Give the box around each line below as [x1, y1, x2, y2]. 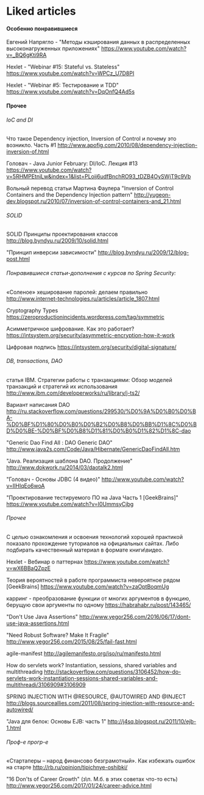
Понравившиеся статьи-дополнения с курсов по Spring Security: [6, 269, 177, 276]
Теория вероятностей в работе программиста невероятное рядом [6, 576, 181, 584]
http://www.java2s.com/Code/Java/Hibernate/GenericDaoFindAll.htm [6, 445, 180, 453]
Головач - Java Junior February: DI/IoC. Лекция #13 [6, 160, 138, 167]
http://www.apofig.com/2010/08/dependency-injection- [57, 142, 198, 149]
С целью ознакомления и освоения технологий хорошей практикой [6, 533, 183, 540]
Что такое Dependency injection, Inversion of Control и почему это [6, 135, 177, 142]
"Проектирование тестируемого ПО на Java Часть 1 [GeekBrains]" [6, 494, 178, 501]
